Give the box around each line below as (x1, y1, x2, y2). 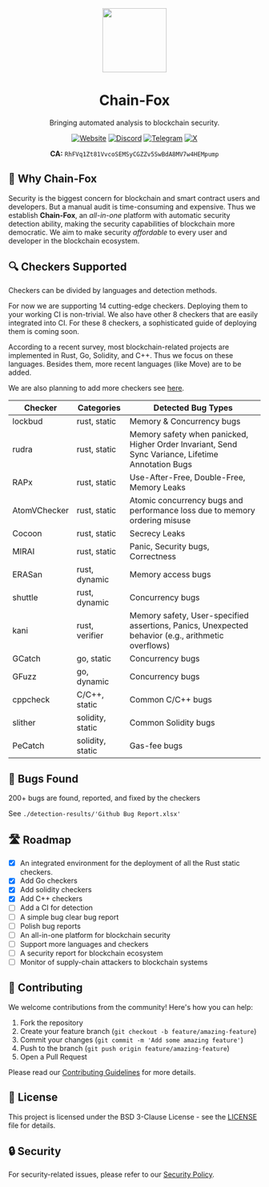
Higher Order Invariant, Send (129, 438, 238, 449)
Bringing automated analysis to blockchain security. (49, 118, 220, 127)
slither (12, 717, 36, 728)
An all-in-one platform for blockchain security (19, 930, 171, 940)
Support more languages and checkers (19, 939, 149, 948)
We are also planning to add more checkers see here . (8, 383, 185, 392)
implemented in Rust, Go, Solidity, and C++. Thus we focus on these (8, 350, 234, 360)
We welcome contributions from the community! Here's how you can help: (8, 1002, 254, 1012)
